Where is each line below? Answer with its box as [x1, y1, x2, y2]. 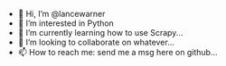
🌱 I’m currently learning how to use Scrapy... [17, 28, 184, 37]
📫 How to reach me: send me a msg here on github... [17, 47, 218, 57]
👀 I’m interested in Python [17, 18, 115, 29]
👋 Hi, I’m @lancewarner [17, 9, 106, 19]
